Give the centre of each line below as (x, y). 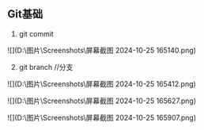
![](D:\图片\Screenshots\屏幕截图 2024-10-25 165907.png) (102, 117)
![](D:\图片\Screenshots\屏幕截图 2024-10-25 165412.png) (102, 84)
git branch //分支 (46, 67)
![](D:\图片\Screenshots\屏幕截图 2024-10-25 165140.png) (102, 50)
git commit (36, 33)
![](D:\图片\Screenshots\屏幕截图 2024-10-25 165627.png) (102, 101)
